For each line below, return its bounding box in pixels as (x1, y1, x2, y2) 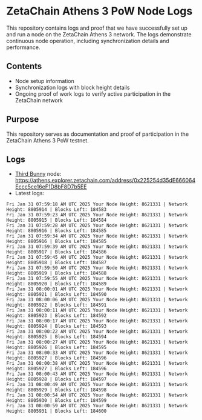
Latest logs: (15, 190, 44, 197)
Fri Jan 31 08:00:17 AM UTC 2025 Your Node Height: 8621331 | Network (6, 318, 188, 324)
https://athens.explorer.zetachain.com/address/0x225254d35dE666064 (15, 177, 195, 184)
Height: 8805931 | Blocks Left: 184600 (6, 408, 107, 415)
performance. (6, 44, 41, 51)
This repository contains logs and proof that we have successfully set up (6, 24, 187, 32)
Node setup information (15, 77, 74, 84)
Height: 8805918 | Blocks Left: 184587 (6, 259, 107, 266)
